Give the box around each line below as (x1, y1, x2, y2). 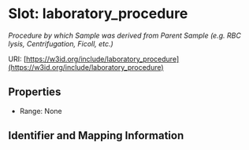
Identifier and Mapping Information (8, 129, 184, 142)
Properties (8, 86, 61, 99)
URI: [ (8, 54, 27, 64)
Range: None (19, 106, 62, 115)
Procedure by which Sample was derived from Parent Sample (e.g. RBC (8, 31, 242, 40)
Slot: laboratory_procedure (8, 5, 188, 23)
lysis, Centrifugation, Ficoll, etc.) (8, 38, 114, 48)
